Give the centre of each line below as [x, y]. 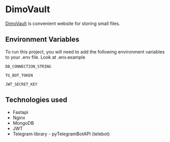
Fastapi [20, 112]
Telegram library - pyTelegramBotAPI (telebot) [61, 134]
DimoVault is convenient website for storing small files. [63, 23]
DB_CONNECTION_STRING [28, 66]
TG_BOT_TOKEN [19, 75]
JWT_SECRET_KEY [21, 84]
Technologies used [36, 100]
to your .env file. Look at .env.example [45, 57]
